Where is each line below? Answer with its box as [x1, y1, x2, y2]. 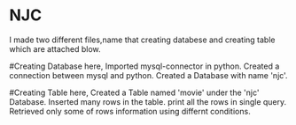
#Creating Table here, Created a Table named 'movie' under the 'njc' [9, 87, 260, 98]
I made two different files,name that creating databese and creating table [9, 34, 276, 45]
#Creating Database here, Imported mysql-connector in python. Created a [9, 61, 280, 71]
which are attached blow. [9, 43, 101, 54]
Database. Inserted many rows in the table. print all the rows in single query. [9, 96, 287, 107]
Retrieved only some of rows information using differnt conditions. [9, 106, 251, 116]
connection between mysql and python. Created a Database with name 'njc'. [9, 70, 288, 80]
